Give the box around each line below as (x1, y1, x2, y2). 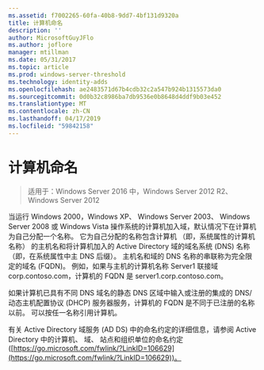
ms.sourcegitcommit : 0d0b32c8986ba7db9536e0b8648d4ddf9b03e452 (8, 93, 222, 101)
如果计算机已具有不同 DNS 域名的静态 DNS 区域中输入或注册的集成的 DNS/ (8, 288, 252, 297)
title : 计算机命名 (8, 19, 63, 27)
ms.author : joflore (8, 41, 73, 49)
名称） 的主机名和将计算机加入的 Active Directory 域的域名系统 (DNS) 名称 (8, 241, 251, 250)
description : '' (8, 26, 62, 34)
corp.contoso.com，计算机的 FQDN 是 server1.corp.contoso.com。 (8, 271, 228, 280)
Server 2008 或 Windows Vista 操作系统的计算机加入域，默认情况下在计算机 (8, 221, 257, 231)
